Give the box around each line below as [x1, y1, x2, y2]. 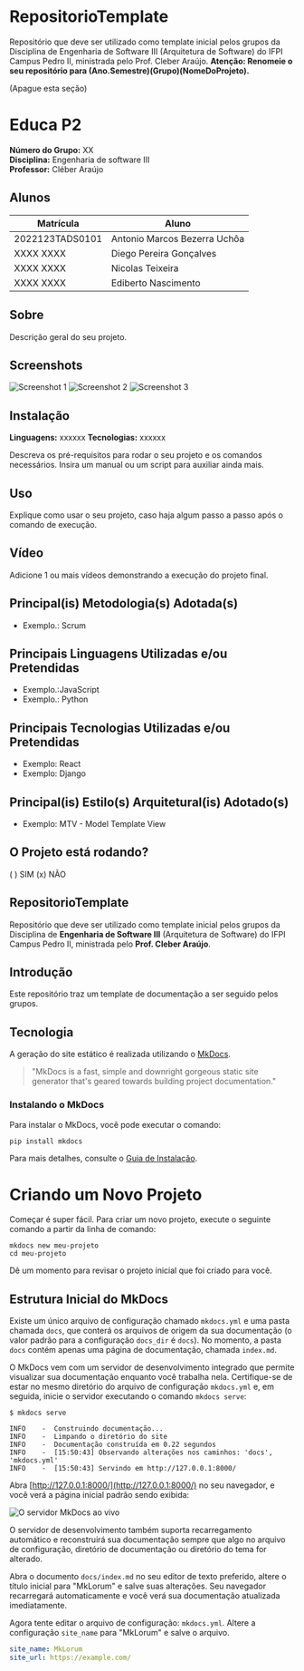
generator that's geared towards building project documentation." [31, 1076, 277, 1087]
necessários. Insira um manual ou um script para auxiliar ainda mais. [9, 460, 264, 471]
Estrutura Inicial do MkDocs [9, 1291, 169, 1307]
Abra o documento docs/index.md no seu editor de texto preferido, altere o [9, 1571, 287, 1582]
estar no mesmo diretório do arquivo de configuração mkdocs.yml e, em [9, 1381, 274, 1393]
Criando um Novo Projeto [9, 1184, 203, 1205]
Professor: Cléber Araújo [9, 163, 104, 174]
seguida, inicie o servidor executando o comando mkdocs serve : [9, 1391, 247, 1402]
